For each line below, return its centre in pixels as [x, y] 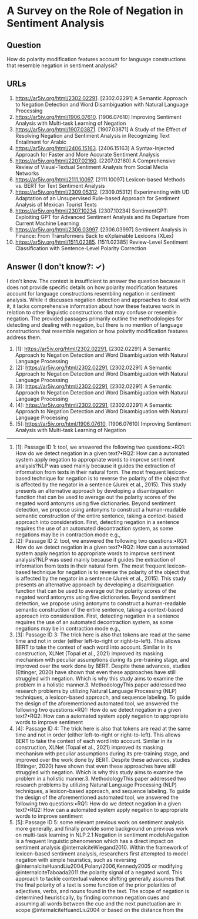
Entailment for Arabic [41, 142]
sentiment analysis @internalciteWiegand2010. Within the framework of [102, 847]
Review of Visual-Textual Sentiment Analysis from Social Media [91, 167]
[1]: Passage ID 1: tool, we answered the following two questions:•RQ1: [100, 447]
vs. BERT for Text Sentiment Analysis [60, 185]
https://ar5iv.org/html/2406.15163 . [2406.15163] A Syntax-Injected [95, 148]
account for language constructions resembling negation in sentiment [91, 293]
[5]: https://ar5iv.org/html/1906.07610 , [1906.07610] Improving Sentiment [103, 424]
